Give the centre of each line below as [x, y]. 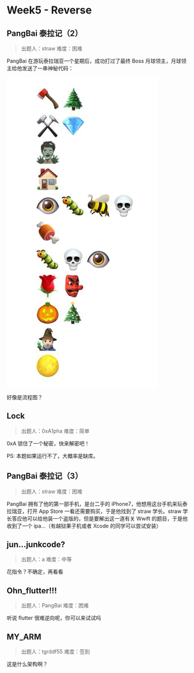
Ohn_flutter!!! [32, 591]
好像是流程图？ [25, 397]
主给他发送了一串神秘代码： [40, 68]
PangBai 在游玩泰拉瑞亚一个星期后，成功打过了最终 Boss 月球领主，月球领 [97, 61]
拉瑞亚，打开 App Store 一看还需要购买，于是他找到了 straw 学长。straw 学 [97, 511]
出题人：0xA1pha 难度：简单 [55, 431]
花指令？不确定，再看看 [35, 572]
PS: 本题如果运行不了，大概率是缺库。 [52, 456]
